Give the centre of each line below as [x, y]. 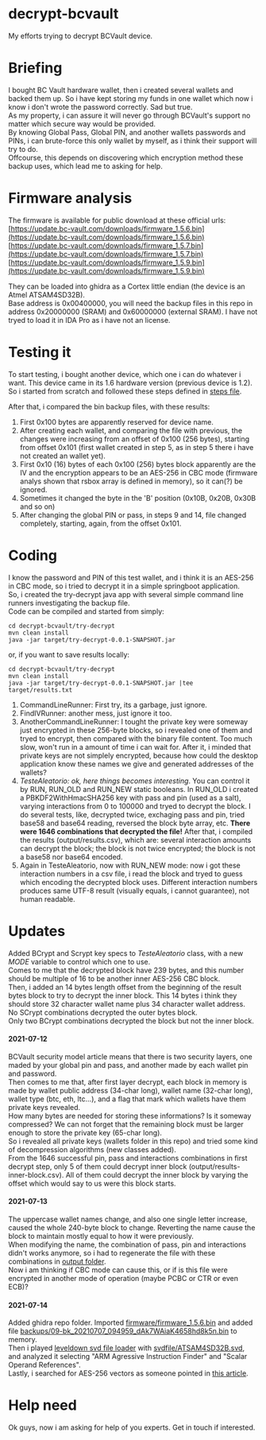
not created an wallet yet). [62, 456]
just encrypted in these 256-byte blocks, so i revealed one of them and [136, 730]
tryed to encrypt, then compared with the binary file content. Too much [136, 738]
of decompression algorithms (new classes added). [93, 1149]
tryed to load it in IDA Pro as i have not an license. [89, 320]
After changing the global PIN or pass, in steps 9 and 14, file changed [133, 514]
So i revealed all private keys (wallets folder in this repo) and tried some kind [133, 1141]
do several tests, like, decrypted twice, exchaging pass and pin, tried [132, 814]
